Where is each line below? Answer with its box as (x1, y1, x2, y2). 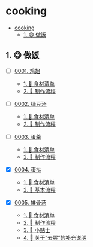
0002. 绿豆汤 (14, 100, 47, 107)
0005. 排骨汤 (14, 199, 47, 206)
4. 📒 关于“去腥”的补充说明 (23, 234, 87, 242)
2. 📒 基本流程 (23, 187, 56, 193)
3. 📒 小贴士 (23, 227, 51, 234)
